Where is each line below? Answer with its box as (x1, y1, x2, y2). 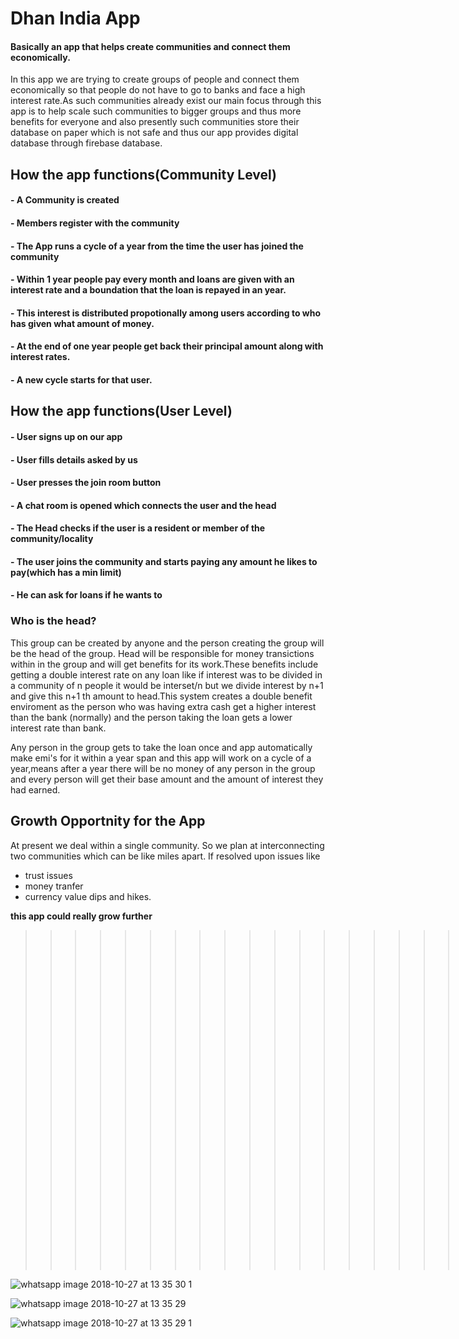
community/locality (10, 533, 94, 545)
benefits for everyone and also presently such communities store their (10, 116, 300, 128)
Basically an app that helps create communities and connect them (10, 40, 291, 52)
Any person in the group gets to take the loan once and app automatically (10, 741, 313, 753)
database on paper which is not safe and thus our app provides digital (10, 127, 299, 139)
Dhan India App (10, 7, 141, 30)
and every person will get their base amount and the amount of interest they (10, 773, 324, 785)
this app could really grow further (10, 910, 153, 922)
